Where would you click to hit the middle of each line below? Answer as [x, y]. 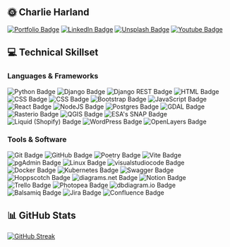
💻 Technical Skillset [53, 53]
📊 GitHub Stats [42, 216]
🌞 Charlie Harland [48, 12]
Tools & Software [37, 140]
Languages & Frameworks [53, 76]
